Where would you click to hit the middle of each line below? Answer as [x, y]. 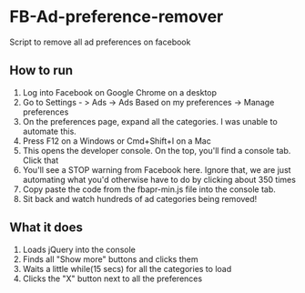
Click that [41, 160]
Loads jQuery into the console [79, 249]
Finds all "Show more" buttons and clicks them [110, 259]
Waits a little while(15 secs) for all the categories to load [127, 268]
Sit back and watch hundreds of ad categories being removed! [140, 198]
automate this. [50, 131]
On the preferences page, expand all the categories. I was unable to [150, 121]
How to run [41, 71]
